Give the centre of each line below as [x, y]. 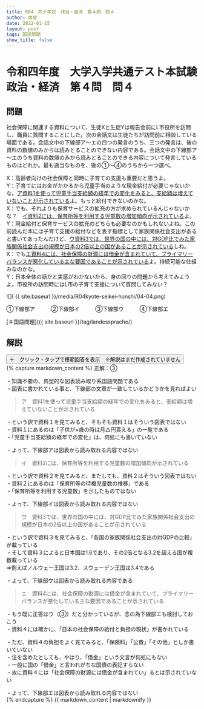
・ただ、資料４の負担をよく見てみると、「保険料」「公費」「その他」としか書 [100, 642]
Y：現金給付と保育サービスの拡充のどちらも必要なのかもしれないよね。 [96, 223]
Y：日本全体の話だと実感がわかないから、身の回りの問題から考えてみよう [98, 276]
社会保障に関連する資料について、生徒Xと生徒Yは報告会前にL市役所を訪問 [99, 127]
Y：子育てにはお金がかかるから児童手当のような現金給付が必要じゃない [96, 185]
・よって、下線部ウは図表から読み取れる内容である [70, 580]
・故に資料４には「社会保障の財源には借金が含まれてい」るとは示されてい [99, 672]
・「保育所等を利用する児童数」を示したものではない [71, 491]
